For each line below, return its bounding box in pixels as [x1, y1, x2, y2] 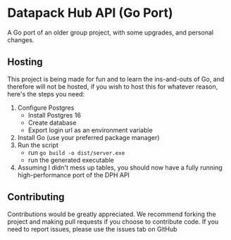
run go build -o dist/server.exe [27, 148, 125, 156]
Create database [27, 118, 77, 127]
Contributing [7, 191, 65, 203]
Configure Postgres [17, 103, 75, 112]
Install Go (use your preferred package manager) [17, 133, 160, 141]
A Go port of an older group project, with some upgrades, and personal [7, 28, 213, 37]
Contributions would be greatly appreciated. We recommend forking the [7, 210, 216, 218]
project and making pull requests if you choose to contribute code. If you [7, 217, 219, 226]
